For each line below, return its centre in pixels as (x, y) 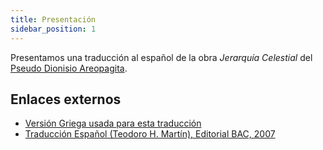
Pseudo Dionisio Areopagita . (69, 68)
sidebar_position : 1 (53, 29)
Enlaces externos (66, 99)
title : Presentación (53, 19)
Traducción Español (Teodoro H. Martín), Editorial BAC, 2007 (150, 134)
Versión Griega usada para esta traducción (113, 123)
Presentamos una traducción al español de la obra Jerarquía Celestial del (161, 57)
